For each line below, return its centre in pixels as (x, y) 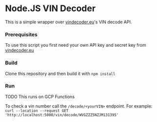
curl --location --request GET (37, 111)
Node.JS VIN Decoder (50, 9)
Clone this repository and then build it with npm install (60, 73)
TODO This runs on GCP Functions (40, 96)
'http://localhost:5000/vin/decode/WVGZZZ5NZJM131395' (62, 115)
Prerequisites (21, 35)
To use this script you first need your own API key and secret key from (76, 45)
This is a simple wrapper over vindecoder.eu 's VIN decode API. (69, 22)
